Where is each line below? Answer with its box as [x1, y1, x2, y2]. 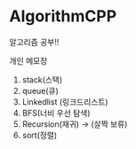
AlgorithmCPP [9, 6, 117, 27]
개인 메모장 [9, 55, 48, 66]
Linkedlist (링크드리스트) [21, 96, 108, 107]
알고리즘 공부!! [9, 36, 60, 47]
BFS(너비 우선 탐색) [21, 107, 91, 118]
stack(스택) [21, 74, 63, 85]
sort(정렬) [21, 129, 58, 140]
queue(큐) [21, 85, 60, 96]
